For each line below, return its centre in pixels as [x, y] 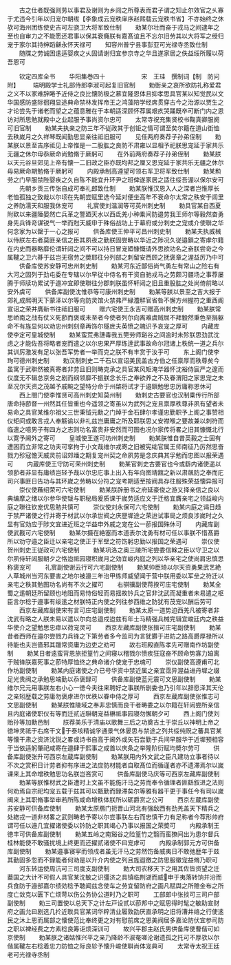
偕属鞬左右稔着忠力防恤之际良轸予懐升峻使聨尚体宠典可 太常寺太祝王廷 [113, 946]
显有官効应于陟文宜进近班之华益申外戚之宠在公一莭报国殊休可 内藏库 [110, 524]
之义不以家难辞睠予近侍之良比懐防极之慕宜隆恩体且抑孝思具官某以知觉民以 [112, 94]
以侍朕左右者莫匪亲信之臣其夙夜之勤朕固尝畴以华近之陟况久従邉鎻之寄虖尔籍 [115, 240]
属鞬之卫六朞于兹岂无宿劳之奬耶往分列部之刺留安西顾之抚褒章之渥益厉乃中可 [115, 257]
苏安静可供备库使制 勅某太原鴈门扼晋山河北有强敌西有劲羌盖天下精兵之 [113, 808]
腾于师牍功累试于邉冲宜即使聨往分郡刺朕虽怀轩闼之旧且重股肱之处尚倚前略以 [115, 283]
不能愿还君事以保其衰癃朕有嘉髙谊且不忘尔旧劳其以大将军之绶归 [133, 36]
